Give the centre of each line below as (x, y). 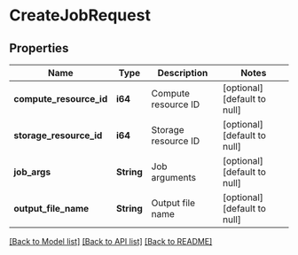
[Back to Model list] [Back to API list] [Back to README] (111, 241)
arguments (174, 178)
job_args (32, 172)
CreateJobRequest (80, 15)
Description (183, 73)
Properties (39, 48)
